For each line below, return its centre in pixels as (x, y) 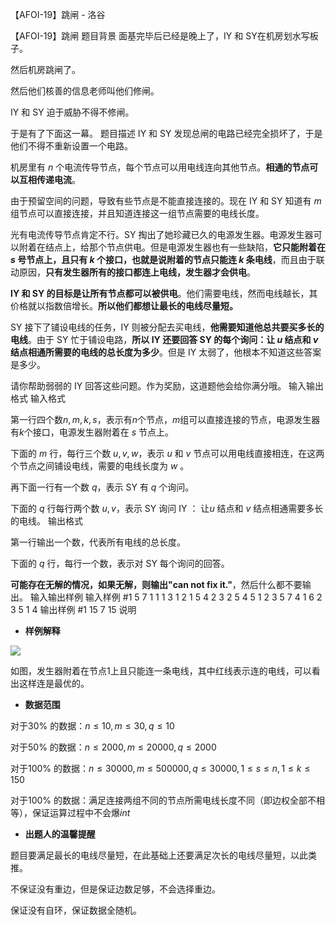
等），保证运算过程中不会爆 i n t (70, 812)
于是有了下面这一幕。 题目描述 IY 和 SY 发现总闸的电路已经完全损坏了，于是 (166, 133)
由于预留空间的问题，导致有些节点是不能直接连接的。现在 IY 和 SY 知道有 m (166, 201)
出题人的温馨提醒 (60, 834)
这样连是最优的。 (54, 683)
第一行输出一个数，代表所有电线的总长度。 (98, 542)
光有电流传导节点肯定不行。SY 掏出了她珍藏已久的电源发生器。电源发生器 (162, 234)
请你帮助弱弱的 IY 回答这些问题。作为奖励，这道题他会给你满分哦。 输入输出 (167, 386)
